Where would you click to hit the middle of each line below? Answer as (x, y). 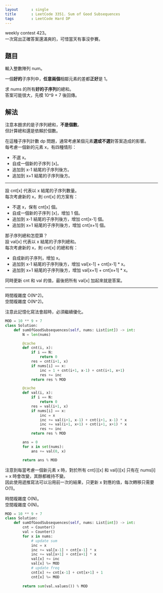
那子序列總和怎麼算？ (26, 235)
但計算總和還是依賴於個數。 (33, 131)
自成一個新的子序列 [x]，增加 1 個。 (47, 213)
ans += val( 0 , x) (49, 451)
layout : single (27, 9)
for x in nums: (38, 536)
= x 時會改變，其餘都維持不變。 (36, 476)
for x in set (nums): (43, 447)
